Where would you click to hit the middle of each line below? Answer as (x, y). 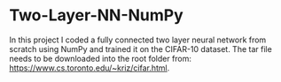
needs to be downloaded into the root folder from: (101, 58)
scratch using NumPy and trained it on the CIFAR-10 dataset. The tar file (140, 48)
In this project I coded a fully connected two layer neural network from (138, 40)
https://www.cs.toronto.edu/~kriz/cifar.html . (90, 68)
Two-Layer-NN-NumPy (96, 15)
